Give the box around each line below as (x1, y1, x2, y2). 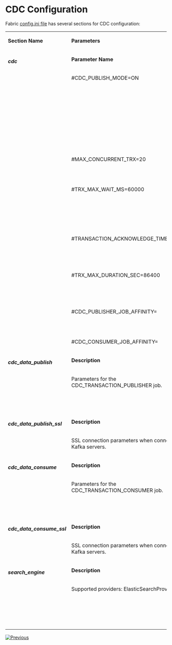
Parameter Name (71, 55, 114, 63)
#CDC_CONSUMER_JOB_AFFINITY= (71, 338, 159, 345)
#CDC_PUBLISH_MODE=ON (71, 74, 139, 81)
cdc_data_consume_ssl (8, 525, 67, 532)
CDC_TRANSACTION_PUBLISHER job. (71, 382, 162, 389)
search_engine (8, 569, 45, 576)
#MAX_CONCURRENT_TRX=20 (71, 155, 146, 162)
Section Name (8, 37, 44, 44)
